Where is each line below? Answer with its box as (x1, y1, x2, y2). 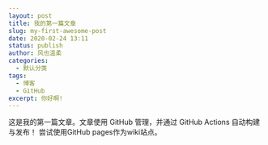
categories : (8, 57, 49, 65)
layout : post (8, 11, 53, 20)
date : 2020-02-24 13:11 (8, 34, 89, 43)
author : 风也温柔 (8, 49, 62, 57)
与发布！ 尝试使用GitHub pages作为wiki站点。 (8, 127, 162, 137)
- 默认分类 (15, 64, 48, 72)
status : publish (8, 42, 63, 50)
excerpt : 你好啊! (8, 94, 63, 102)
